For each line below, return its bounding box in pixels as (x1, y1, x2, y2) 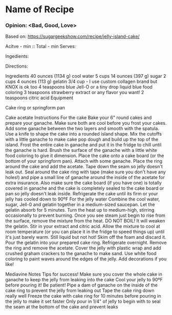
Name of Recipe (5, 4, 74, 15)
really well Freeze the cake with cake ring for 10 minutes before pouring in (5, 293, 161, 299)
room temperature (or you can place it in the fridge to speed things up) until (5, 229, 165, 235)
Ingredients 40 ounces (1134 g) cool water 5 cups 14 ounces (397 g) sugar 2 (5, 73, 166, 79)
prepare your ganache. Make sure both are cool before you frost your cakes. (5, 120, 167, 126)
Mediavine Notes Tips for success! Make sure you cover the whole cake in (5, 271, 162, 277)
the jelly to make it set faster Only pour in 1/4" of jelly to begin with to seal (5, 298, 161, 305)
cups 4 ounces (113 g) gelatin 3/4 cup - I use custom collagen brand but (5, 78, 158, 85)
